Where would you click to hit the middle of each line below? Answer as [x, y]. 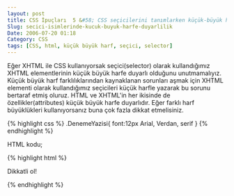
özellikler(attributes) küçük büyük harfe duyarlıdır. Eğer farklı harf [101, 103]
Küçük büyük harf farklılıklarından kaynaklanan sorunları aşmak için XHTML [116, 80]
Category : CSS [28, 40]
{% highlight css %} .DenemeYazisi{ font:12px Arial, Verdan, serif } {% [108, 123]
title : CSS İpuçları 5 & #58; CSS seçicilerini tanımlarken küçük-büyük [115, 20]
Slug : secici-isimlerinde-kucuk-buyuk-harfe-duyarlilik [90, 26]
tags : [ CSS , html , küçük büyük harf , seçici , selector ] [90, 46]
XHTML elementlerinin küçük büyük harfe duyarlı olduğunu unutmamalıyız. [114, 73]
